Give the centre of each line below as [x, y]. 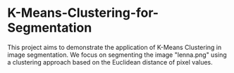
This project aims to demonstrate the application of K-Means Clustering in [115, 47]
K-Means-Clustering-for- [83, 13]
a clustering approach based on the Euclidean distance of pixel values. [110, 62]
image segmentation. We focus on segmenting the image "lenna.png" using [117, 55]
